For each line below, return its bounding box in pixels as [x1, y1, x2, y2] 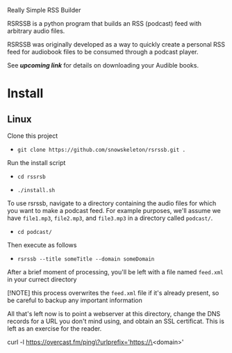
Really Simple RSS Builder [7, 6, 81, 14]
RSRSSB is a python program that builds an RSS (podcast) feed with [7, 19, 202, 27]
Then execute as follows [7, 241, 77, 249]
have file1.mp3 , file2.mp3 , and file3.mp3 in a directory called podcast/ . [7, 214, 213, 222]
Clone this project [7, 132, 58, 140]
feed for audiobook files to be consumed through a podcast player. [7, 48, 199, 56]
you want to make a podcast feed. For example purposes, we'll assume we [7, 207, 221, 214]
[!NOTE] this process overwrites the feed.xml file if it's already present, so [7, 289, 219, 297]
